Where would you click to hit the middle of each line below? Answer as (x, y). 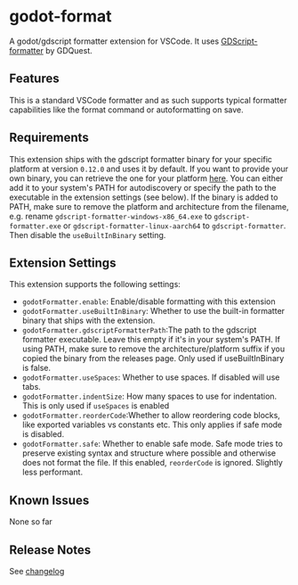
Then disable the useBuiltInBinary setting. (88, 235)
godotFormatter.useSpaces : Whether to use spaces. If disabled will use (151, 377)
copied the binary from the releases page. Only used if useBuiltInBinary (153, 358)
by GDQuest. (69, 50)
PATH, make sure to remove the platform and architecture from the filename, (149, 206)
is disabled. (43, 434)
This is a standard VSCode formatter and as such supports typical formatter (148, 100)
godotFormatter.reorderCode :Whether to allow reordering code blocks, (151, 416)
